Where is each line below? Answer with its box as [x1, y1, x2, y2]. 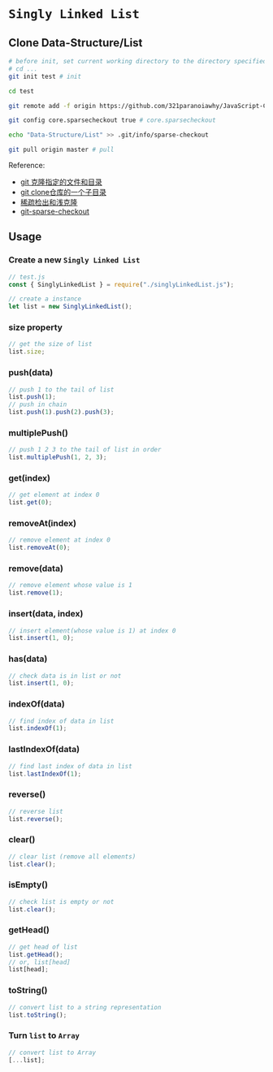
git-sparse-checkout [19, 206, 89, 216]
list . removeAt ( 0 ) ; [8, 543, 71, 552]
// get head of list [8, 943, 79, 951]
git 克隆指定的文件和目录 [19, 177, 103, 187]
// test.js [8, 273, 45, 281]
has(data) [8, 653, 48, 664]
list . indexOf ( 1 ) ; [8, 724, 67, 733]
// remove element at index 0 [8, 536, 111, 544]
